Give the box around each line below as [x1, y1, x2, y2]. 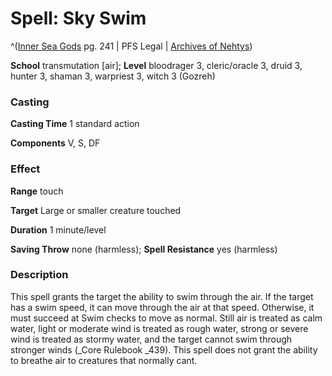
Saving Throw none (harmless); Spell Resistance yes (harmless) [10, 243, 278, 255]
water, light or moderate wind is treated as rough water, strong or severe [10, 322, 309, 334]
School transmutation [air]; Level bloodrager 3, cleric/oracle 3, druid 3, [10, 59, 303, 71]
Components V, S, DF [10, 137, 101, 149]
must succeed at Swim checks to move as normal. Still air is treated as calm [10, 312, 323, 324]
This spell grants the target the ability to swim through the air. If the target [10, 290, 314, 302]
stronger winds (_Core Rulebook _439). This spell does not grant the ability [10, 343, 318, 356]
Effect [10, 162, 41, 176]
